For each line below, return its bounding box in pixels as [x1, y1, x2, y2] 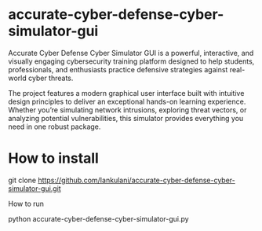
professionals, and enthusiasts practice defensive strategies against [8, 64, 228, 74]
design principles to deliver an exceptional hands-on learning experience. [8, 97, 246, 106]
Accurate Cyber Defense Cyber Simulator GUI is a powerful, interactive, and [8, 48, 254, 57]
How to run [8, 199, 45, 208]
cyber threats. [27, 73, 74, 82]
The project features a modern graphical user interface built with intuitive [8, 88, 245, 97]
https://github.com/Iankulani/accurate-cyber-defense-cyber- [38, 175, 235, 185]
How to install [8, 149, 100, 167]
